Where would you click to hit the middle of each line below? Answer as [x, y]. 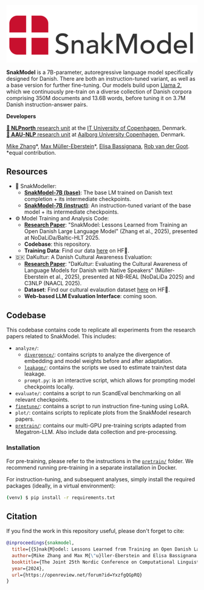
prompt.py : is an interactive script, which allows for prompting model [110, 381]
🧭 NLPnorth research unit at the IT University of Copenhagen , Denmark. [97, 128]
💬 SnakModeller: [36, 186]
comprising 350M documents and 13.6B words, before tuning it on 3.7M [96, 98]
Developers [21, 116]
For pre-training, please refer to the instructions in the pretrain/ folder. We [100, 461]
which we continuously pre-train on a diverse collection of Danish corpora [99, 91]
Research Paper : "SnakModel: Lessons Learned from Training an [106, 225]
